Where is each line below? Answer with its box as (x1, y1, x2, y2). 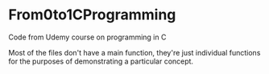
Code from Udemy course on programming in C (8, 32, 167, 42)
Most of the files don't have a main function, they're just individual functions (8, 47, 261, 57)
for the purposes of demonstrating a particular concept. (8, 56, 194, 66)
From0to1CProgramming (8, 6, 176, 24)
